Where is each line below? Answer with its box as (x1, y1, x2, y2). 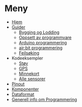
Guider (11, 24, 25, 30)
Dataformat (11, 91, 34, 97)
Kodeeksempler (11, 55, 43, 61)
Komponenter (11, 86, 39, 92)
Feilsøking (18, 50, 39, 56)
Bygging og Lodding (18, 29, 60, 35)
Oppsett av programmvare (18, 35, 72, 40)
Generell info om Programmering (11, 96, 77, 102)
